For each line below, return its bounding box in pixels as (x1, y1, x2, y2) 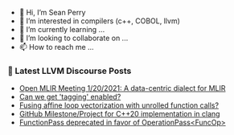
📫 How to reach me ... (18, 43, 94, 51)
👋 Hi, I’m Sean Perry (18, 8, 86, 17)
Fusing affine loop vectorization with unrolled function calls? (18, 100, 219, 110)
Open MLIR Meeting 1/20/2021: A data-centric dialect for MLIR (18, 84, 226, 93)
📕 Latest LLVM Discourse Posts (7, 65, 132, 76)
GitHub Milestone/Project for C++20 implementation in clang (18, 109, 220, 119)
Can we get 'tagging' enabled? (18, 92, 121, 102)
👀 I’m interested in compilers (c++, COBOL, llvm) (18, 16, 180, 26)
